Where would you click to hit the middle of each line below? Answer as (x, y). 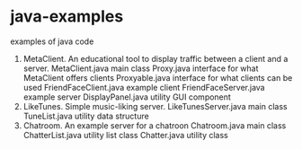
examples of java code (52, 41)
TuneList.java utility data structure (86, 116)
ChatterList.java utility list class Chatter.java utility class (125, 135)
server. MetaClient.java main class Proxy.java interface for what (141, 68)
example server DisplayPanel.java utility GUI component (127, 97)
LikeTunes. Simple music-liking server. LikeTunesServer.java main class (155, 106)
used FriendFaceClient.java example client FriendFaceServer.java (144, 87)
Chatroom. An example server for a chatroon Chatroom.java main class (155, 125)
